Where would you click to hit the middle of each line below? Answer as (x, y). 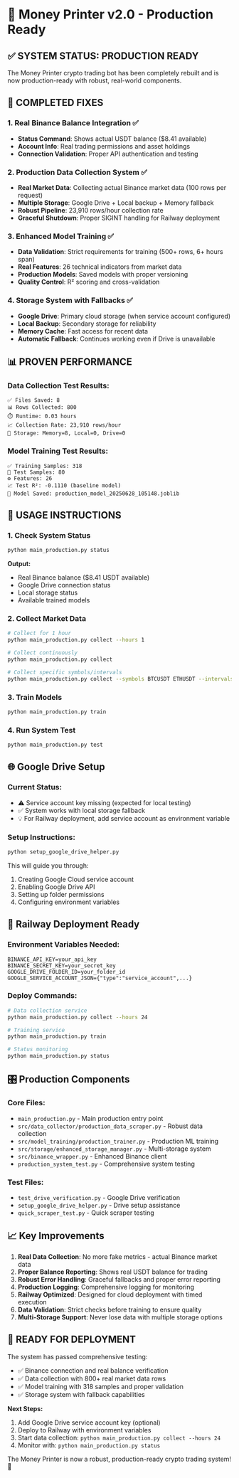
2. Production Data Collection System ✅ (78, 172)
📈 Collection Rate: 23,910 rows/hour (64, 425)
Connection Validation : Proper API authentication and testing (108, 154)
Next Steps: (25, 1408)
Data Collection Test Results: (58, 386)
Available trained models (54, 600)
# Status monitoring (38, 1049)
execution (32, 1302)
